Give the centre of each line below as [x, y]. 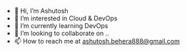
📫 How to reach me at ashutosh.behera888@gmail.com [97, 41]
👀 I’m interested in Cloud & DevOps [66, 18]
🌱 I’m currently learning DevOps [61, 26]
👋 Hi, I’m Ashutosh [41, 11]
